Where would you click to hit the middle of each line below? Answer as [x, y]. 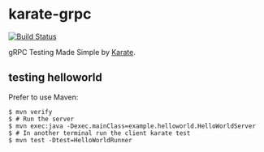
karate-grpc [50, 14]
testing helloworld [56, 78]
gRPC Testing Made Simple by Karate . [72, 52]
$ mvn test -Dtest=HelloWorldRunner [70, 140]
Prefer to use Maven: [43, 97]
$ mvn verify [30, 112]
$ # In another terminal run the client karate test [100, 133]
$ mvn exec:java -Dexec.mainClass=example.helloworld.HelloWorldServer [132, 126]
